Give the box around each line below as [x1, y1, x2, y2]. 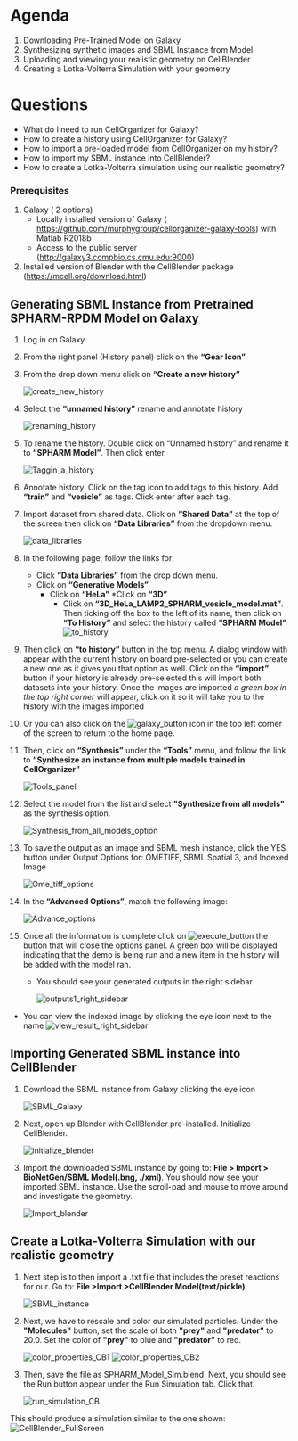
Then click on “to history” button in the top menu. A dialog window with [22, 644, 288, 655]
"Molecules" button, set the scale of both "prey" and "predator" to [22, 1325, 274, 1336]
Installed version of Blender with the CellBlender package [22, 261, 234, 272]
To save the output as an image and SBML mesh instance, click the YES [22, 842, 286, 852]
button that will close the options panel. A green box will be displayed [22, 940, 278, 951]
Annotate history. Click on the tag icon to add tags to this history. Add [22, 482, 278, 492]
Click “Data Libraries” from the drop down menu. [36, 570, 219, 581]
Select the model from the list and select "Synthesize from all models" [22, 798, 286, 809]
